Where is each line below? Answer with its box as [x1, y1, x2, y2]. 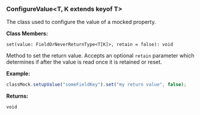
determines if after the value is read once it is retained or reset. [6, 59, 162, 66]
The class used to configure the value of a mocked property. [6, 19, 156, 26]
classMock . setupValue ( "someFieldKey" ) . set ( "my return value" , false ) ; [6, 81, 187, 88]
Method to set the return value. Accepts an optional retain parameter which [6, 52, 195, 59]
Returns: [6, 92, 29, 100]
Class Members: [6, 30, 48, 37]
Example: [6, 70, 31, 77]
